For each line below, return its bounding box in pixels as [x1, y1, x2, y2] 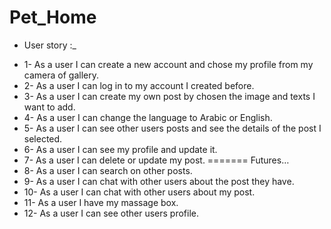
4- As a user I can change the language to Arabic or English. [23, 111, 273, 123]
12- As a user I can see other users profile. [23, 207, 199, 219]
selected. [23, 132, 63, 145]
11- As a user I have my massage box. [23, 196, 179, 208]
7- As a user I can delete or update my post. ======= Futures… [23, 154, 290, 166]
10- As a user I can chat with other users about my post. [23, 186, 256, 198]
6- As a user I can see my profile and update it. [23, 143, 218, 155]
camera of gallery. [23, 69, 99, 81]
